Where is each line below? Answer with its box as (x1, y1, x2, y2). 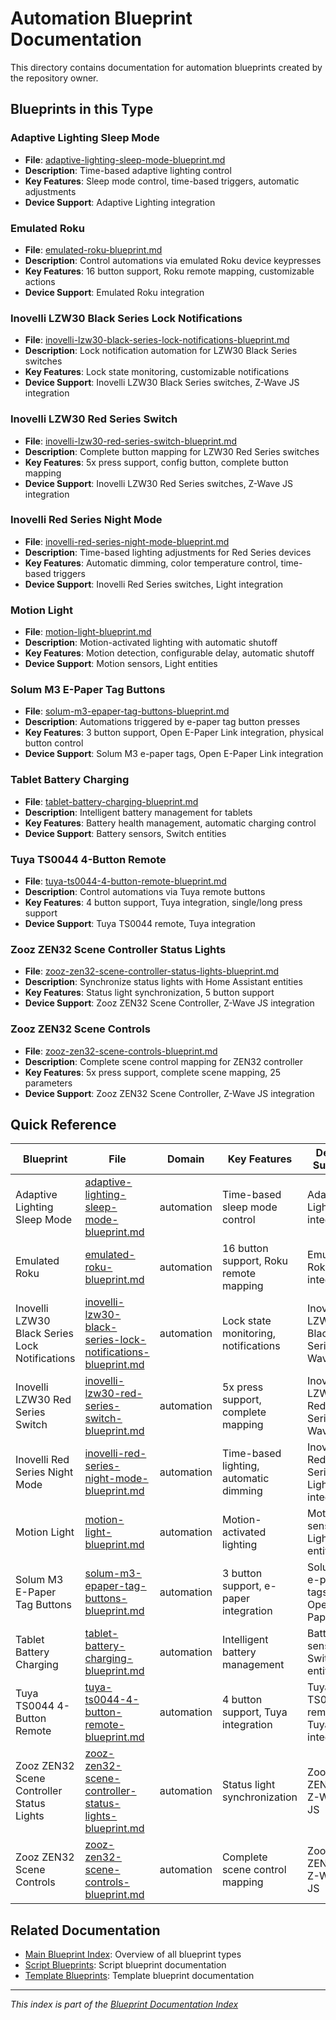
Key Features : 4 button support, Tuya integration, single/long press (24, 897, 303, 908)
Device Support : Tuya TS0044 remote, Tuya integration (24, 918, 256, 929)
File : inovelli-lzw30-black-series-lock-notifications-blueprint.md (24, 334, 290, 346)
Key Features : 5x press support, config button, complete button (24, 456, 289, 468)
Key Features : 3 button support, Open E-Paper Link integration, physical (24, 727, 324, 739)
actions (24, 275, 56, 287)
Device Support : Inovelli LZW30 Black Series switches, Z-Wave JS (24, 377, 300, 389)
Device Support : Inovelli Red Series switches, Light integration (24, 578, 283, 590)
